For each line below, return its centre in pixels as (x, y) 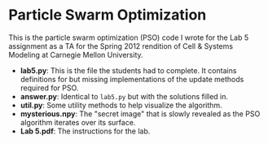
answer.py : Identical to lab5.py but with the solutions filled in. (124, 96)
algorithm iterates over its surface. (78, 122)
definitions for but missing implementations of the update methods (132, 79)
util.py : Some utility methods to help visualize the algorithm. (121, 105)
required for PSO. (49, 88)
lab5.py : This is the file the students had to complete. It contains (128, 70)
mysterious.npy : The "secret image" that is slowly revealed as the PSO (140, 113)
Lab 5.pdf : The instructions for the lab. (85, 131)
